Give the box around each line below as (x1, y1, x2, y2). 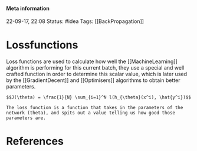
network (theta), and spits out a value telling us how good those (6, 110, 176, 116)
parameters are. (6, 115, 46, 121)
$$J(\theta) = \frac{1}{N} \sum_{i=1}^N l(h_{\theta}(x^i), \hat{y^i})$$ (6, 94, 192, 100)
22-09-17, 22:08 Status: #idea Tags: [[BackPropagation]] (6, 18, 145, 25)
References (6, 134, 64, 148)
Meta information (6, 5, 50, 12)
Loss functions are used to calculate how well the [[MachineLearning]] (6, 58, 178, 65)
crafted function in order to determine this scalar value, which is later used (6, 71, 188, 78)
